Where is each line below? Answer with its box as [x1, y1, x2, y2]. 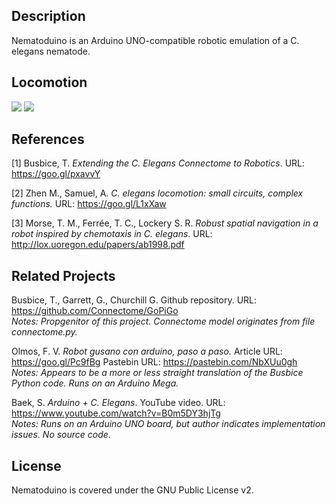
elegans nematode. [11, 45, 91, 57]
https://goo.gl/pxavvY [11, 168, 101, 180]
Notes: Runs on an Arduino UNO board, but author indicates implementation [11, 418, 326, 430]
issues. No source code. [11, 429, 111, 441]
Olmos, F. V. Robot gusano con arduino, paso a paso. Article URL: [11, 345, 283, 358]
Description [11, 8, 86, 25]
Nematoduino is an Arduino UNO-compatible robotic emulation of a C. [11, 34, 300, 46]
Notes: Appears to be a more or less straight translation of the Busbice [11, 367, 304, 379]
